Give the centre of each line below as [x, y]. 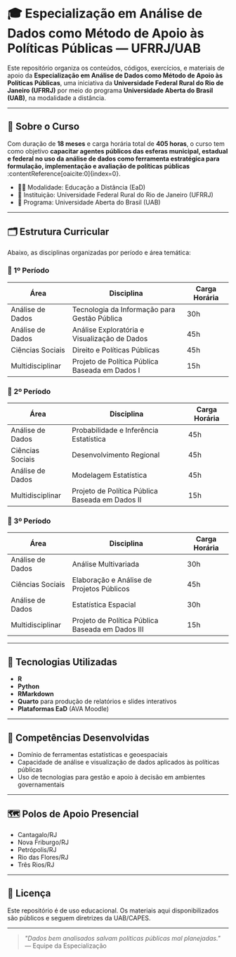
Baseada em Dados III [108, 629]
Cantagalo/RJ [37, 834]
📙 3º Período [29, 521]
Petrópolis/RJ [37, 849]
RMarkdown [35, 694]
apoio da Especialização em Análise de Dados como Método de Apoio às [115, 75]
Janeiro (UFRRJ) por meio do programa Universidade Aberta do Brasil [110, 90]
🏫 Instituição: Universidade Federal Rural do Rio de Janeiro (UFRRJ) [115, 195]
